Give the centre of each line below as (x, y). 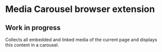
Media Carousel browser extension (80, 9)
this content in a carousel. (32, 45)
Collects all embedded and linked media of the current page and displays (81, 39)
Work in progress (33, 28)
